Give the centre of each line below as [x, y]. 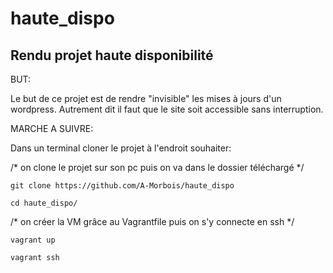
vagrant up [33, 240]
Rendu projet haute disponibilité [112, 55]
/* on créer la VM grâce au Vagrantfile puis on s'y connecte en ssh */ [152, 221]
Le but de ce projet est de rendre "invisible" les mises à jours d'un [146, 98]
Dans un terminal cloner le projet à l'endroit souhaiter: [121, 148]
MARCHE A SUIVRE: [52, 128]
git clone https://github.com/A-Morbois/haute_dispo [122, 186]
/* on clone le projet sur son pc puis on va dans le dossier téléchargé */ [157, 167]
